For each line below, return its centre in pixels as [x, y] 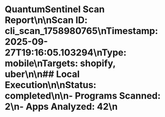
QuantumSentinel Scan [55, 9]
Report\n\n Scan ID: [46, 20]
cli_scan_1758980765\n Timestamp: [81, 31]
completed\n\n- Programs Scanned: [83, 96]
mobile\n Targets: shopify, [60, 63]
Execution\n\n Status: [51, 85]
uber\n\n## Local [42, 74]
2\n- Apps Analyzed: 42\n [61, 107]
